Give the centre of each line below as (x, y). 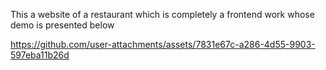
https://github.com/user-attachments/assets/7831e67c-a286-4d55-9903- (163, 44)
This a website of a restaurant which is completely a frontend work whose (162, 14)
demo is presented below (62, 25)
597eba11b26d (40, 55)
